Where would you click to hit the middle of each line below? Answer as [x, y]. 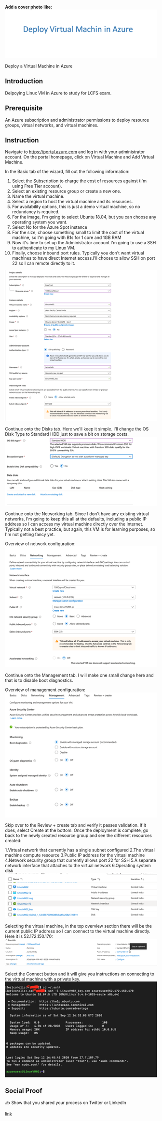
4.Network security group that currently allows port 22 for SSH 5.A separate [81, 860]
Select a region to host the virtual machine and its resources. [72, 202]
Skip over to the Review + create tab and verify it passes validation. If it [75, 825]
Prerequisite [24, 108]
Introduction [24, 81]
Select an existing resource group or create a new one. [67, 191]
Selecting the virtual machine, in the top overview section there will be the [78, 926]
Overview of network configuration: [40, 544]
